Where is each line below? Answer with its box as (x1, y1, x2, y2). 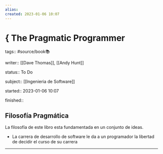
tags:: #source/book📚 (5, 49, 50, 55)
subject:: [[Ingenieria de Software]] (5, 78, 75, 85)
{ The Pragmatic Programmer (5, 32, 125, 44)
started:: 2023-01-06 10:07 (5, 88, 59, 94)
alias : (5, 7, 18, 12)
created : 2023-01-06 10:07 (5, 12, 60, 16)
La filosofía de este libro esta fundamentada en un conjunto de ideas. (5, 124, 144, 130)
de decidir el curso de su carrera (12, 139, 78, 145)
